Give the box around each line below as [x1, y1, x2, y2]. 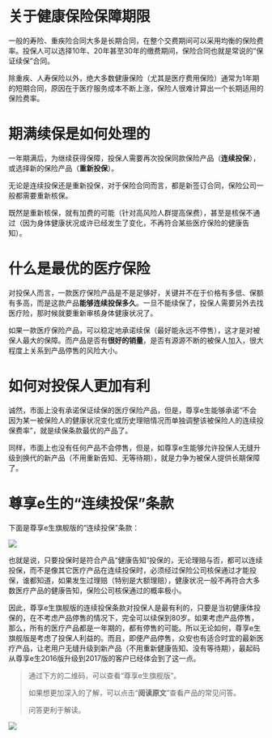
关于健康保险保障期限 [8, 7, 151, 26]
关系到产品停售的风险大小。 [29, 345, 122, 355]
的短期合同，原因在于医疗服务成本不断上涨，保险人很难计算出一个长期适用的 [8, 83, 264, 93]
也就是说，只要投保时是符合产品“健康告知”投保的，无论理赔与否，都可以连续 [8, 555, 263, 565]
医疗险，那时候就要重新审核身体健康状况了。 [8, 308, 158, 318]
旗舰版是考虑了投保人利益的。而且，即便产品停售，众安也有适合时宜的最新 [8, 633, 257, 642]
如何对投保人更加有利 [8, 378, 151, 395]
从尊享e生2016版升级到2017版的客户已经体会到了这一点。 [8, 653, 201, 663]
